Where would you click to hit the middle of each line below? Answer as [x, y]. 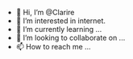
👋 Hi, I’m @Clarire [45, 12]
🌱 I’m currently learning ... [59, 29]
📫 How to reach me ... [53, 47]
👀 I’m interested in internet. [61, 21]
